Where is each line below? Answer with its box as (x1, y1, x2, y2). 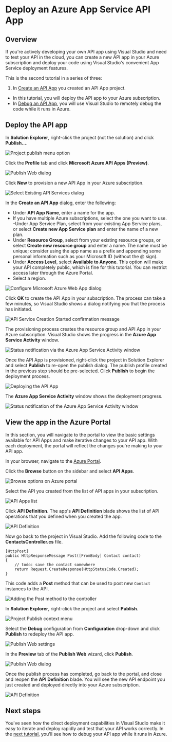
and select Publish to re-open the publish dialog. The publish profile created (5, 362, 167, 368)
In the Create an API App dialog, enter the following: (5, 200, 117, 206)
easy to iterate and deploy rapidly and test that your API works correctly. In (5, 726, 164, 732)
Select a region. (12, 275, 46, 281)
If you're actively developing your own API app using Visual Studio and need (5, 49, 167, 55)
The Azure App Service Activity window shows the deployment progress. (5, 393, 163, 399)
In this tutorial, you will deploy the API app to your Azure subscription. (12, 95, 161, 101)
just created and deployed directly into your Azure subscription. (5, 681, 140, 687)
